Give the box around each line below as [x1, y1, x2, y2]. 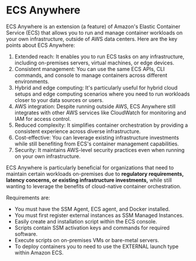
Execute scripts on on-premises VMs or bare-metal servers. [14, 236, 160, 243]
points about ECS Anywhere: [6, 42, 75, 49]
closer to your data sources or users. [14, 96, 104, 103]
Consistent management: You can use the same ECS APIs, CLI [14, 65, 165, 72]
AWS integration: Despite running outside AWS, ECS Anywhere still [14, 103, 176, 110]
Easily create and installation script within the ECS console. [14, 218, 157, 225]
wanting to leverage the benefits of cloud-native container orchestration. [6, 182, 181, 189]
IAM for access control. [14, 115, 71, 122]
